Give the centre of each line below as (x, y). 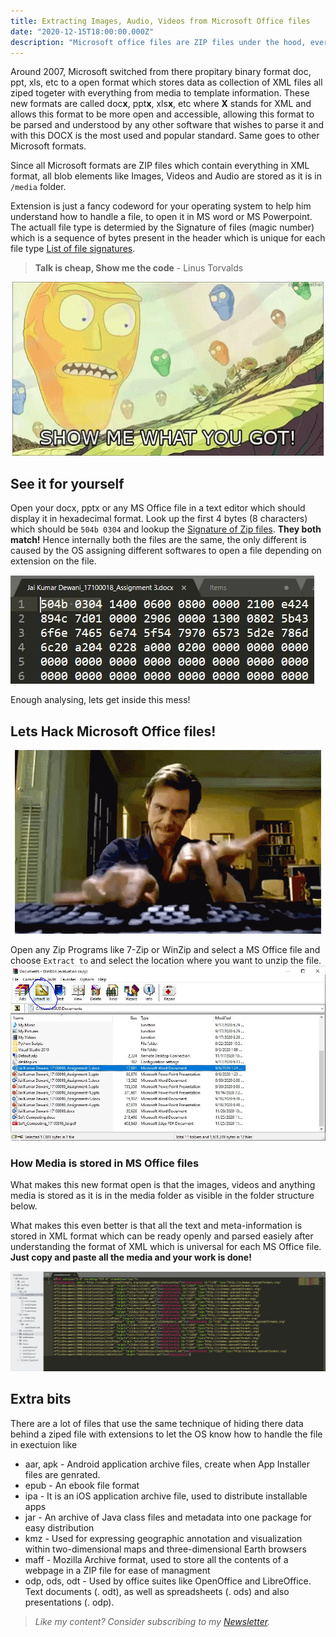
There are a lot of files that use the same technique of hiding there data (157, 1423)
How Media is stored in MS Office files (105, 1163)
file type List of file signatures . (73, 249)
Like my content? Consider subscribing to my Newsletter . (152, 1621)
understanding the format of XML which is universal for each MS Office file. (166, 1246)
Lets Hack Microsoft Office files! (113, 731)
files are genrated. (62, 1474)
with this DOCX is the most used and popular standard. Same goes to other (165, 136)
